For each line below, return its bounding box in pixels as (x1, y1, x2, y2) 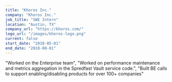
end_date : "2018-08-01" (5, 46, 56, 51)
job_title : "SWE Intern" (5, 17, 59, 22)
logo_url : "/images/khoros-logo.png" (5, 31, 86, 36)
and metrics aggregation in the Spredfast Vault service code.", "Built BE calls (5, 65, 167, 71)
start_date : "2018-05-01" (5, 41, 61, 46)
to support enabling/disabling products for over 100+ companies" (5, 70, 144, 77)
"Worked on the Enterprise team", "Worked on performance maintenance (5, 59, 160, 66)
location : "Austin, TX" (5, 22, 56, 27)
